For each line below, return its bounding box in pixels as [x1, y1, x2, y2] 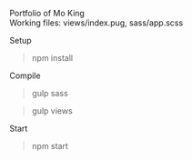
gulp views [31, 105, 73, 116]
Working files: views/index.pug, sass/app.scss [9, 17, 184, 28]
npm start [31, 141, 68, 151]
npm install [31, 53, 74, 63]
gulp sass [31, 88, 68, 98]
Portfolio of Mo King [9, 8, 85, 18]
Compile [9, 70, 41, 81]
